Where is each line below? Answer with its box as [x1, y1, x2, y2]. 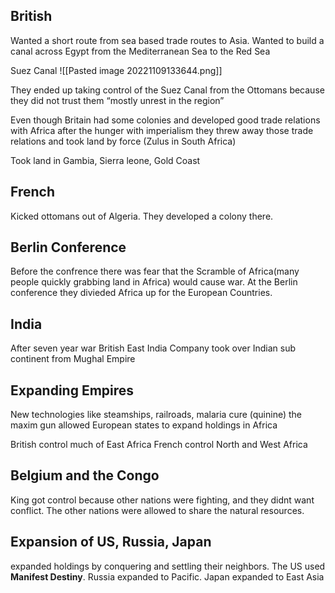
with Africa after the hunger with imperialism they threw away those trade [10, 124, 314, 136]
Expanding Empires [10, 382, 135, 399]
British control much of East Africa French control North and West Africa [10, 439, 308, 451]
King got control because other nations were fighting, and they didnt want [10, 494, 315, 506]
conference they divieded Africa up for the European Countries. [10, 287, 273, 299]
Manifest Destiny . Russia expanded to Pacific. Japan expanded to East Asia [10, 570, 325, 583]
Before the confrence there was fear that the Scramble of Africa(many [10, 265, 300, 278]
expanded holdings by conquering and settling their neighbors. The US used [10, 560, 326, 572]
